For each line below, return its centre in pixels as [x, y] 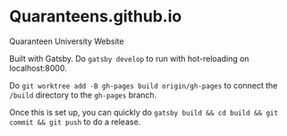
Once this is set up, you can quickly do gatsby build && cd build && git [144, 112]
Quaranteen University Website [67, 41]
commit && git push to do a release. [75, 122]
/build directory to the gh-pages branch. [83, 95]
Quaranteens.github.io [96, 17]
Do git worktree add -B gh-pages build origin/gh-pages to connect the [143, 85]
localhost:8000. [38, 68]
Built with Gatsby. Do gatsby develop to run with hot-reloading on [129, 58]
